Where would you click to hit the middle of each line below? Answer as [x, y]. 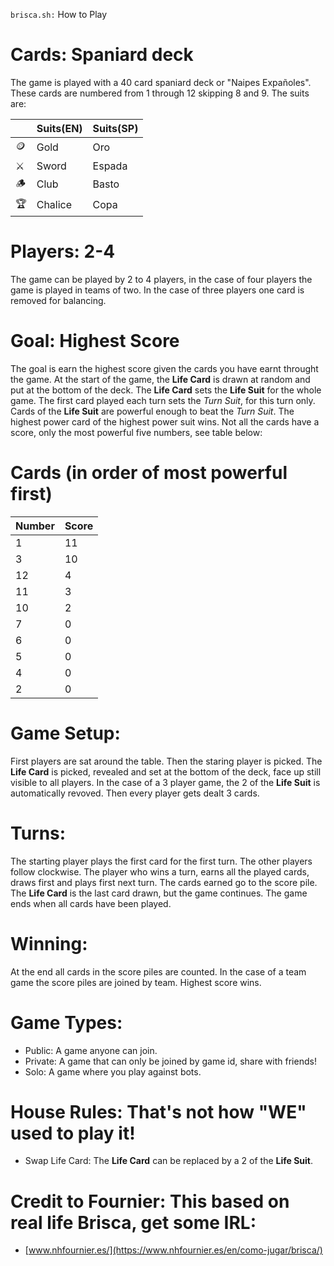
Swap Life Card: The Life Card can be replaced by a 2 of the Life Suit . [169, 1161]
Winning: [49, 943]
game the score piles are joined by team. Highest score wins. [136, 982]
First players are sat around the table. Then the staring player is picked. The [166, 761]
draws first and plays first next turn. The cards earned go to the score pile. [164, 882]
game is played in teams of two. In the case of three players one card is [157, 290]
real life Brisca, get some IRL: [133, 1222]
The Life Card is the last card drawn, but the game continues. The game [159, 893]
